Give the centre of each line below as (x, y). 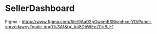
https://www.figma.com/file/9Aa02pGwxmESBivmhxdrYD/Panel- (87, 22)
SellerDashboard (40, 8)
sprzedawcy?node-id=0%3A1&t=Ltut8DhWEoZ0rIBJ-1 (59, 26)
